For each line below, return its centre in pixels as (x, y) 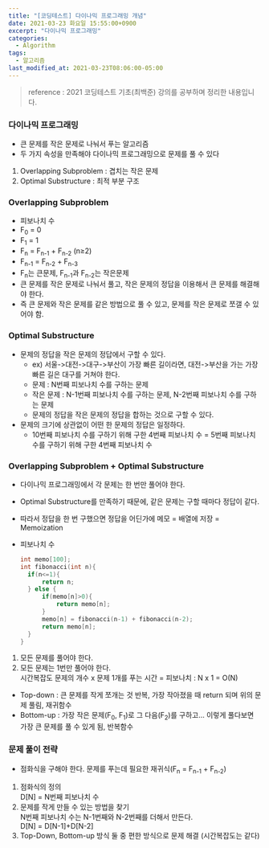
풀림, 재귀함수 (50, 705)
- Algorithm (36, 46)
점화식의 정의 (41, 787)
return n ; (58, 582)
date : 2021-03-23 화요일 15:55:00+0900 (72, 23)
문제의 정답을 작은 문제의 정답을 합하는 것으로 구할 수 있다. (123, 414)
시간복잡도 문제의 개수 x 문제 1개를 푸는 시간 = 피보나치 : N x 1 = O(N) (129, 678)
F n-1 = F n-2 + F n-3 (49, 262)
